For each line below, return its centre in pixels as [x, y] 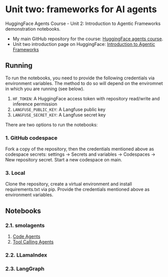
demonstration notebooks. [33, 29]
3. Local [15, 173]
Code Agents [26, 237]
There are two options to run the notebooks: [52, 124]
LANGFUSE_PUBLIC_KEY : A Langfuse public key [59, 109]
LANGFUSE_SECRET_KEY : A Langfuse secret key [59, 115]
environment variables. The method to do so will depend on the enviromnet [84, 83]
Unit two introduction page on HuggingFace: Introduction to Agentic [84, 44]
